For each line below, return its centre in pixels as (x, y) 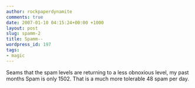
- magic (16, 56)
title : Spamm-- (25, 39)
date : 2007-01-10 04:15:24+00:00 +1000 (55, 22)
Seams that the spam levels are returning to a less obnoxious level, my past (97, 72)
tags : (13, 50)
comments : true (25, 17)
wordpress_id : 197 (29, 45)
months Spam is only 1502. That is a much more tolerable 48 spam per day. (98, 79)
